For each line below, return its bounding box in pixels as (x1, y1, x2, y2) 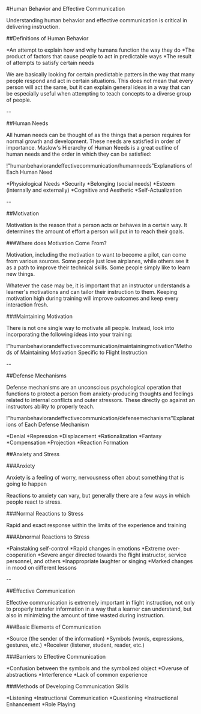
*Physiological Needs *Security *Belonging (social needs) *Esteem (6, 180, 175, 187)
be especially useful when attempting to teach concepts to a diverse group (6, 90, 191, 97)
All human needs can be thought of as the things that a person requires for (6, 132, 191, 138)
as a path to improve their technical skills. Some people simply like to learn (6, 264, 191, 271)
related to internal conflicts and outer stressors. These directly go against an (6, 397, 195, 403)
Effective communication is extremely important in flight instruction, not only (6, 599, 195, 606)
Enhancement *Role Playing (6, 701, 76, 708)
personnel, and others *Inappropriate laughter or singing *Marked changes (6, 558, 193, 564)
